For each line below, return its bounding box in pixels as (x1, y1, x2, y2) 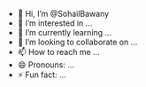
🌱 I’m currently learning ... (17, 28, 112, 37)
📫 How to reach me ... (17, 47, 100, 57)
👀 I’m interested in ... (17, 18, 93, 28)
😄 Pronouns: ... (17, 59, 75, 70)
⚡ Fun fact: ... (17, 69, 66, 80)
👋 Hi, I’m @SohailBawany (17, 9, 110, 19)
